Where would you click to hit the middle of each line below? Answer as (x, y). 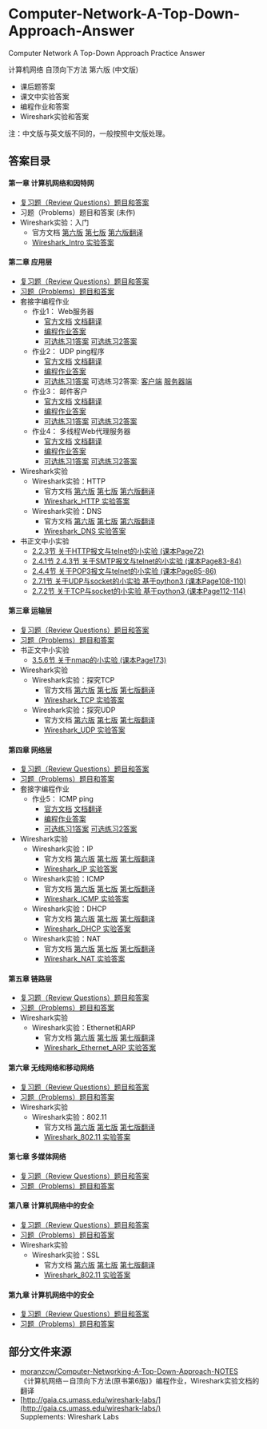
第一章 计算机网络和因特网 (51, 183)
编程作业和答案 (44, 106)
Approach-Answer (72, 31)
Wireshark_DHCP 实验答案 (87, 929)
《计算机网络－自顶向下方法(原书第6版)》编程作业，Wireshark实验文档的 (139, 1380)
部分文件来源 (40, 1351)
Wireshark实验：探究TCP (73, 679)
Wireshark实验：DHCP (69, 909)
